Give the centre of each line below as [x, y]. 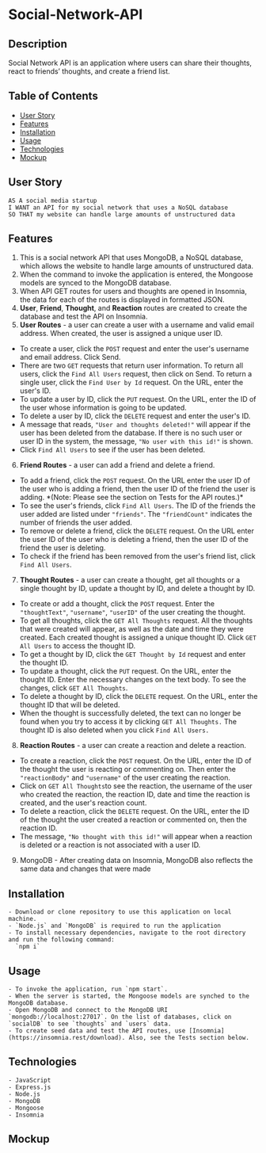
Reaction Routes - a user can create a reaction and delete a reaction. [133, 746]
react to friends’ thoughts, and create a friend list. [89, 71]
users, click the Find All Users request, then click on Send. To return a [136, 374]
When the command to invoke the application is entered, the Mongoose [136, 274]
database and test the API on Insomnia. [84, 317]
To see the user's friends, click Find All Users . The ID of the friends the [137, 506]
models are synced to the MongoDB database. [95, 283]
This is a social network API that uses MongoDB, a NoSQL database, [131, 258]
